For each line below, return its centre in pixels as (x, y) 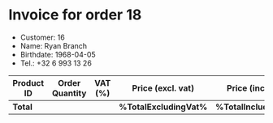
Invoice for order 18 (75, 15)
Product (28, 83)
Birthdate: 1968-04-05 (58, 54)
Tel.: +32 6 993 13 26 (56, 63)
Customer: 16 (42, 37)
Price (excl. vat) (163, 88)
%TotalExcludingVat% (163, 107)
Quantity (69, 93)
